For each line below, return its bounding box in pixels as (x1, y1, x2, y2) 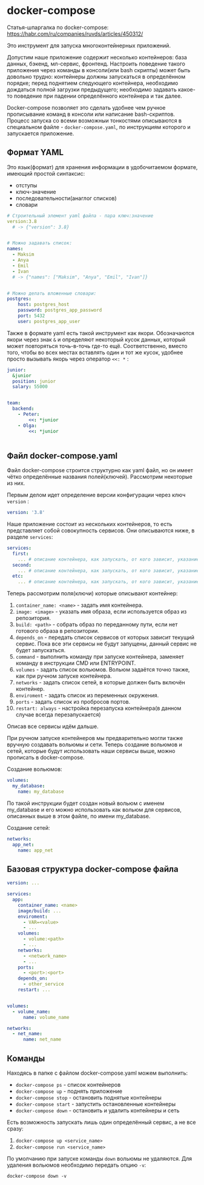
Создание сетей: (7, 824, 50, 831)
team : (7, 400, 21, 406)
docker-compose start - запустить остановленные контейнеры (15, 1100, 176, 1107)
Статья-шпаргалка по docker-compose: (7, 24, 109, 31)
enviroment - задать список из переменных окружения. (15, 692, 159, 699)
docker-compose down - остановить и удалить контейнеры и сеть (15, 1107, 180, 1114)
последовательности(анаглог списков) (15, 195, 117, 202)
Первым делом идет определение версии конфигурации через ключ (7, 492, 186, 499)
